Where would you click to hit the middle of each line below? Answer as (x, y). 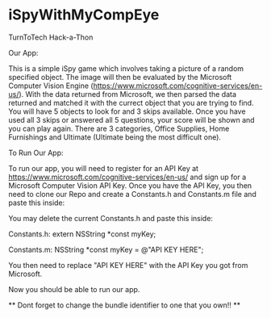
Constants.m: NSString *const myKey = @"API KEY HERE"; (106, 249)
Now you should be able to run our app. (74, 289)
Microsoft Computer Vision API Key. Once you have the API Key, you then (130, 185)
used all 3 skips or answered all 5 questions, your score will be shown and (132, 119)
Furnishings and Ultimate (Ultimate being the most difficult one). (115, 137)
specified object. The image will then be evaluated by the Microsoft (120, 77)
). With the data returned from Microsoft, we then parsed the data (127, 94)
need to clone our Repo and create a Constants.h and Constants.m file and (132, 194)
